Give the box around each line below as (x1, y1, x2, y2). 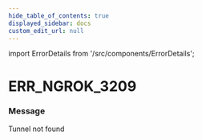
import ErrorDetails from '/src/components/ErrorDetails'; (8, 49, 195, 59)
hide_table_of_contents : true (8, 11, 110, 20)
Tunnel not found (8, 124, 65, 134)
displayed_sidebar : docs (8, 19, 91, 27)
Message (8, 105, 46, 117)
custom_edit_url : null (8, 27, 84, 35)
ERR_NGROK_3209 (8, 77, 137, 95)
